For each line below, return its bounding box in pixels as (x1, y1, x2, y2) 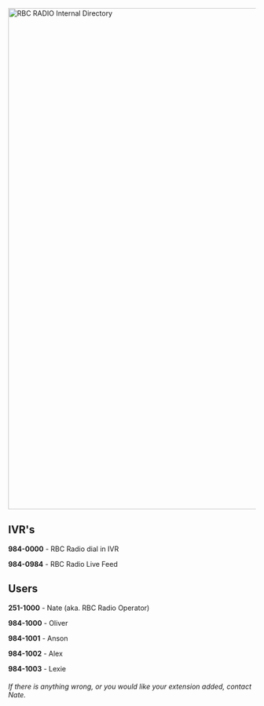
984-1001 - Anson (8, 633, 68, 643)
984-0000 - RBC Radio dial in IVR (8, 544, 119, 553)
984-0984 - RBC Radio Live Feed (8, 559, 118, 568)
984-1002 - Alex (8, 649, 63, 658)
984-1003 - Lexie (8, 664, 67, 673)
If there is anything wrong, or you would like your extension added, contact (8, 682, 251, 691)
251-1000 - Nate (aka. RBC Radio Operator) (8, 603, 150, 612)
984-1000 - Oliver (8, 618, 68, 627)
